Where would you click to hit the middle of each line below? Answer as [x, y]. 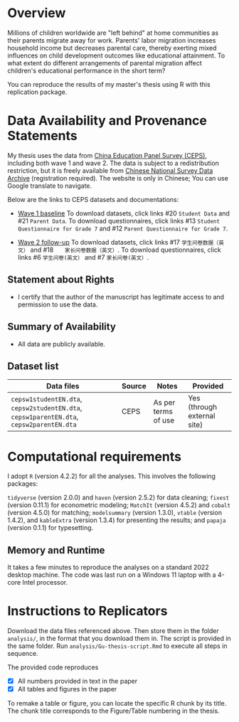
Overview [37, 13]
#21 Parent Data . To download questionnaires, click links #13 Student [119, 221]
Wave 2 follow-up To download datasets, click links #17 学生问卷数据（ [118, 242]
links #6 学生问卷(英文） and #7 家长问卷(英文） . [83, 257]
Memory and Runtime [56, 550]
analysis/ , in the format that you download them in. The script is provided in [119, 638]
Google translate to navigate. [50, 186]
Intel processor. [45, 583]
